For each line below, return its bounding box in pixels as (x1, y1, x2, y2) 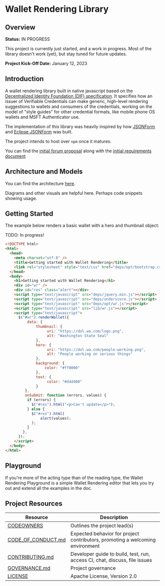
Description (100, 514, 128, 521)
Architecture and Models (5, 168, 83, 176)
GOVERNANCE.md (7, 565, 51, 572)
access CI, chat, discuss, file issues (70, 557, 152, 564)
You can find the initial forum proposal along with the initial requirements (5, 148, 152, 154)
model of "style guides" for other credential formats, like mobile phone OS (5, 108, 155, 114)
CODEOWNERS (7, 522, 43, 529)
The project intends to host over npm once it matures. (5, 138, 112, 144)
